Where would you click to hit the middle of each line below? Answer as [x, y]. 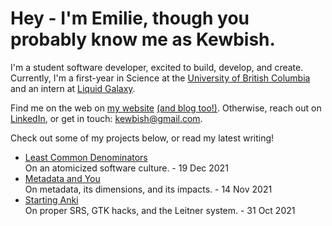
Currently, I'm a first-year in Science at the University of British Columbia [160, 78]
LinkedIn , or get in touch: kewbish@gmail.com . [106, 118]
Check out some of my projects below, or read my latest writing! [142, 138]
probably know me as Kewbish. [143, 39]
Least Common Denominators [86, 157]
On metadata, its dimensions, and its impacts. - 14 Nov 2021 [148, 189]
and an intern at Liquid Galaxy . [73, 88]
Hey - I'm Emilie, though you [130, 18]
